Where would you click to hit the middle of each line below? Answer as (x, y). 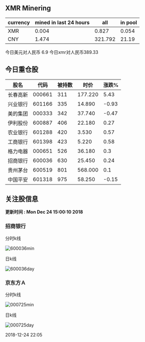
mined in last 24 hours (62, 22)
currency (19, 22)
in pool (128, 22)
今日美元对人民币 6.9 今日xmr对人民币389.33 (52, 52)
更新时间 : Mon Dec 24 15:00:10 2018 (44, 212)
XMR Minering (28, 8)
